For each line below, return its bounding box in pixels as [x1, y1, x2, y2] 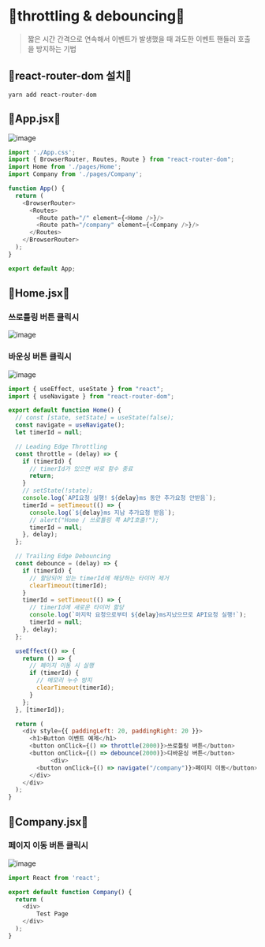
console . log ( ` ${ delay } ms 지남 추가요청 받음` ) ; [28, 509, 176, 516]
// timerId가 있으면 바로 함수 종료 [28, 464, 133, 472]
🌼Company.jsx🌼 [8, 815, 88, 829]
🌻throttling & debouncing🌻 [8, 7, 185, 25]
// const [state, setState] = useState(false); [15, 414, 175, 422]
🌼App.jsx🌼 [8, 112, 62, 125]
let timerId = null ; [15, 429, 83, 437]
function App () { [8, 185, 65, 192]
